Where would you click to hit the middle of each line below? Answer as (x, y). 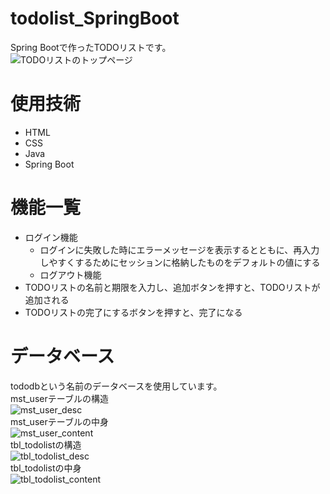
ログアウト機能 (70, 274)
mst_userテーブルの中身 (59, 421)
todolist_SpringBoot (95, 18)
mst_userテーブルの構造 (59, 398)
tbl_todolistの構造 (46, 444)
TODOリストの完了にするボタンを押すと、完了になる (133, 312)
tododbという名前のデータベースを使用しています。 (116, 386)
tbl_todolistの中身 (46, 468)
